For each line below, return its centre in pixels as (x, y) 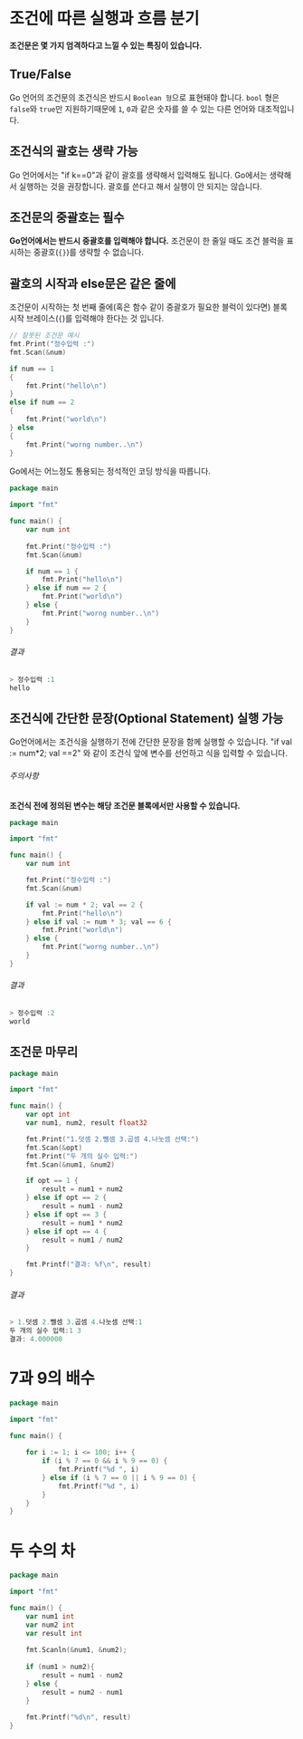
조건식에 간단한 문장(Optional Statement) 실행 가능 (147, 718)
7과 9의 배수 (52, 1379)
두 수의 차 (43, 1551)
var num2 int (50, 1625)
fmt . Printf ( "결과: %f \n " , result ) (89, 1264)
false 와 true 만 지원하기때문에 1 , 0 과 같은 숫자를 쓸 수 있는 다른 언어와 (133, 109)
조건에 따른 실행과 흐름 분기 (104, 19)
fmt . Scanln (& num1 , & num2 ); (76, 1650)
